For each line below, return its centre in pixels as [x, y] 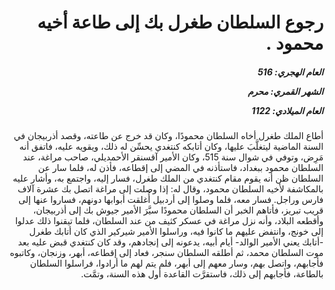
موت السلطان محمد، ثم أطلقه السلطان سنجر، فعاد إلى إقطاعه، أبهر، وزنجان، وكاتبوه [166, 253]
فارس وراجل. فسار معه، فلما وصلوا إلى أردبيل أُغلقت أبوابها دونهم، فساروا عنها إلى [170, 200]
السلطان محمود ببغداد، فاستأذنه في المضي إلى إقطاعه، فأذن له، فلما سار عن [180, 168]
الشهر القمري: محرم [285, 91]
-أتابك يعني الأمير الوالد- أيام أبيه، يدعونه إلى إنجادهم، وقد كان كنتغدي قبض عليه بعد [170, 242]
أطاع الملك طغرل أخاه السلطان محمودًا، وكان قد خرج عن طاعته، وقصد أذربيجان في [168, 136]
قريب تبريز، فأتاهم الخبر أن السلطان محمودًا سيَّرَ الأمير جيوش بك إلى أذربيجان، [178, 210]
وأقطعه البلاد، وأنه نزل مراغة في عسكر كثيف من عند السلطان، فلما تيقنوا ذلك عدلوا [169, 221]
